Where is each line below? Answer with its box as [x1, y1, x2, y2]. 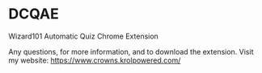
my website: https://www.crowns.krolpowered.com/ [8, 55, 181, 65]
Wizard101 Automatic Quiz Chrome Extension [8, 31, 159, 41]
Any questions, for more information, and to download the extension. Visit [8, 47, 254, 56]
